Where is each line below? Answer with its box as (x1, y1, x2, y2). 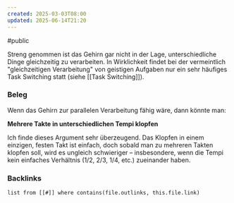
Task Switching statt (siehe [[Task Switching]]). (7, 72, 144, 81)
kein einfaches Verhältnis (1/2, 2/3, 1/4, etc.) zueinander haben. (7, 156, 191, 164)
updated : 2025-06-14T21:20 (7, 17, 87, 24)
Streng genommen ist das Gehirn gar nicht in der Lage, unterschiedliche (7, 50, 217, 59)
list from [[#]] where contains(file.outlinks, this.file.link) (7, 190, 200, 197)
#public (7, 36, 30, 44)
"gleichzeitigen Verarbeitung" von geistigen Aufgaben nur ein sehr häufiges (7, 65, 228, 73)
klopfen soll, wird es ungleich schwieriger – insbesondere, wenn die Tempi (7, 148, 224, 156)
